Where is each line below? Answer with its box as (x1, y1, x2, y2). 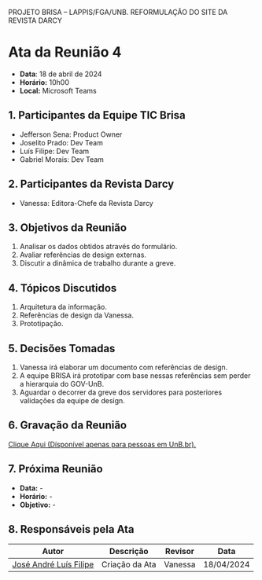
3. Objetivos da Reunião (8, 221, 127, 234)
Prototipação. (19, 319, 64, 329)
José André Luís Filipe (12, 559, 94, 570)
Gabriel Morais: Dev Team (19, 154, 105, 164)
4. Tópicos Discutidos (8, 281, 117, 295)
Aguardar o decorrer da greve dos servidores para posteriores (19, 387, 223, 397)
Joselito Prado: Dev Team (19, 138, 104, 147)
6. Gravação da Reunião (8, 419, 127, 432)
